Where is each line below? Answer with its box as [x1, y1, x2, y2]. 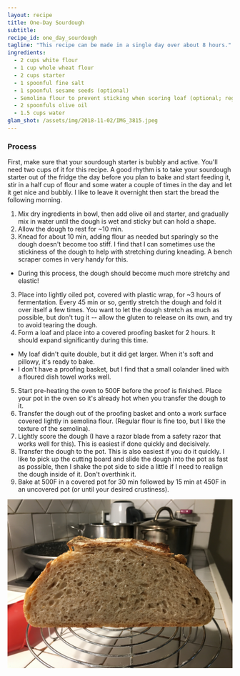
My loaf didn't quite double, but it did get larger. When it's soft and [17, 350, 214, 359]
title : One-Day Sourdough [7, 19, 84, 26]
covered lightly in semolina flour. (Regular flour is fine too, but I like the [17, 417, 226, 425]
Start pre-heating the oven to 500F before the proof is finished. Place [17, 387, 222, 395]
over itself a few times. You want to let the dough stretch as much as [17, 306, 220, 314]
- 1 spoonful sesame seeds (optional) [14, 86, 130, 94]
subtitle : [7, 26, 37, 34]
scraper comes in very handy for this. [17, 255, 129, 264]
